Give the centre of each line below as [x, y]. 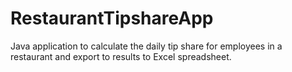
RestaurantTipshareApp [112, 18]
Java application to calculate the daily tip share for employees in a [146, 46]
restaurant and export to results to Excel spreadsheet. [121, 56]
